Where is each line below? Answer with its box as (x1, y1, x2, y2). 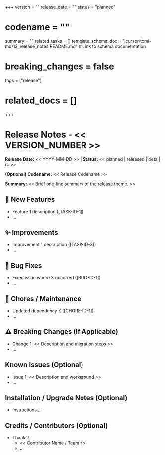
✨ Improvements (5, 228, 58, 237)
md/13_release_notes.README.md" (5, 43, 78, 49)
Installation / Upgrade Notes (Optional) (5, 394, 128, 402)
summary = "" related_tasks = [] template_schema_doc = (5, 38, 122, 44)
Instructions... (12, 407, 41, 413)
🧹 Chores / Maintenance (5, 294, 82, 303)
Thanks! (12, 435, 29, 441)
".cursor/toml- (122, 38, 152, 44)
